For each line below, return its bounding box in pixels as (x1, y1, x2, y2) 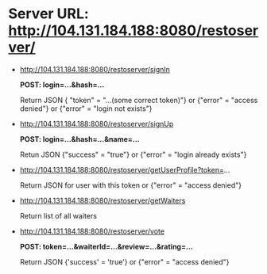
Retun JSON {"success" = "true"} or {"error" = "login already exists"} (19, 150, 247, 159)
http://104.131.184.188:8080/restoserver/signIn (19, 64, 171, 74)
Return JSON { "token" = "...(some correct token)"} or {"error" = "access (19, 95, 258, 105)
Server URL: (8, 5, 89, 23)
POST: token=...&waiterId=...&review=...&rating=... (19, 242, 193, 251)
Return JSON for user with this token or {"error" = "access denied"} (19, 180, 242, 190)
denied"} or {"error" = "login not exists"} (19, 104, 153, 113)
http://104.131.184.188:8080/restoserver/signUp (19, 119, 174, 128)
